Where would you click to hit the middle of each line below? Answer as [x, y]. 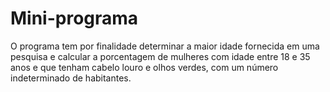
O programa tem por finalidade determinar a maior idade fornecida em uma [165, 46]
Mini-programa [74, 18]
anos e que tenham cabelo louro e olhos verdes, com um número [144, 67]
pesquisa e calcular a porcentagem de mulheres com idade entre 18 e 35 [160, 56]
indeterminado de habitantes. [71, 78]
